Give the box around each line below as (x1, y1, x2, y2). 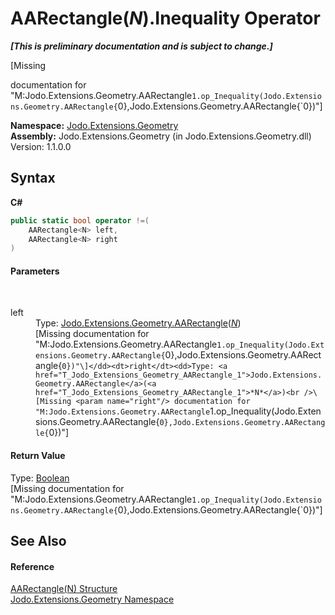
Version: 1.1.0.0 (10, 140, 72, 152)
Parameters (10, 265, 60, 277)
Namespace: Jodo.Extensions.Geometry (10, 119, 179, 131)
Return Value (10, 450, 66, 462)
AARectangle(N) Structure (10, 583, 118, 595)
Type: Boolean (10, 472, 70, 484)
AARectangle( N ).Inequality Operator (10, 7, 321, 30)
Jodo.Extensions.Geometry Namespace (10, 593, 175, 606)
